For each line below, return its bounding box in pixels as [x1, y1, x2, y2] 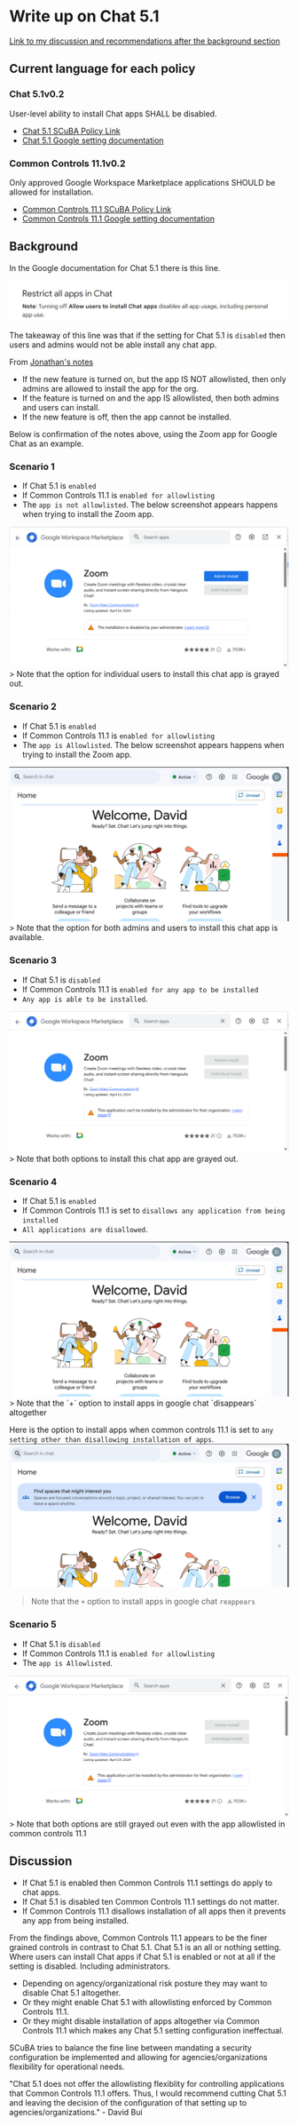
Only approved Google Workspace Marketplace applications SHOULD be [9, 177, 276, 187]
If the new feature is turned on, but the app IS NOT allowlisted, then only [21, 374, 286, 385]
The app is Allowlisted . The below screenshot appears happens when [21, 739, 285, 750]
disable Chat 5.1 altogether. [21, 1987, 122, 1998]
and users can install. [21, 402, 100, 413]
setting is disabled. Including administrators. [9, 1961, 171, 1971]
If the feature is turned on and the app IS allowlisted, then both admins [21, 393, 279, 403]
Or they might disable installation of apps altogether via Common [21, 2015, 260, 2026]
